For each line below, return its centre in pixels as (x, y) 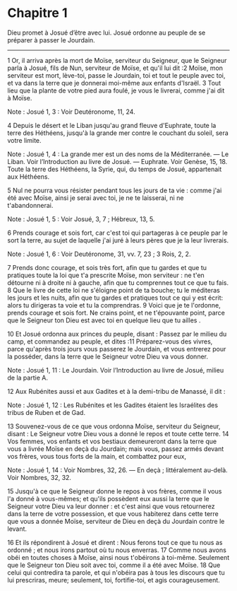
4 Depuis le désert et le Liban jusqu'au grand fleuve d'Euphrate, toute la (112, 125)
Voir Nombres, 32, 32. (39, 477)
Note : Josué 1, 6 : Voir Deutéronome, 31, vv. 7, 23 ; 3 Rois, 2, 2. (99, 254)
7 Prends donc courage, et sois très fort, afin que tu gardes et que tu (107, 267)
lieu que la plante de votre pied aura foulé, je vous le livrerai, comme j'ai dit (116, 90)
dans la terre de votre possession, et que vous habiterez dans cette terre (113, 513)
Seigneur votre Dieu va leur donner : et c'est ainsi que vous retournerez (111, 506)
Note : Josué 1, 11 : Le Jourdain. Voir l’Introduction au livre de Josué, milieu (116, 370)
